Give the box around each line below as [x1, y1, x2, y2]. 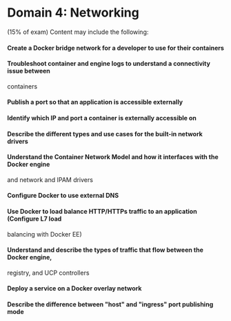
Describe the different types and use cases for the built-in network [7, 129, 203, 138]
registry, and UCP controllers [7, 268, 90, 277]
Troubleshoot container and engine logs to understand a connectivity [7, 59, 210, 68]
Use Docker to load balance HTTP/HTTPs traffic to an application [7, 207, 198, 215]
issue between [7, 67, 50, 75]
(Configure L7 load [7, 214, 62, 223]
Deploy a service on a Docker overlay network [7, 284, 142, 293]
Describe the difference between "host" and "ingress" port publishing [7, 300, 214, 309]
